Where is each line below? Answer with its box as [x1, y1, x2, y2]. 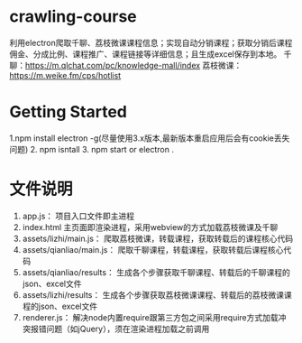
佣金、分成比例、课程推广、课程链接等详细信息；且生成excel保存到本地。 [9, 48, 282, 60]
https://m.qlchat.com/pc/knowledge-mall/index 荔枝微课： [25, 60, 243, 70]
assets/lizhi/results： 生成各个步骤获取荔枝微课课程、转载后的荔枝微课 [22, 289, 284, 300]
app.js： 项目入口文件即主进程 [22, 210, 135, 221]
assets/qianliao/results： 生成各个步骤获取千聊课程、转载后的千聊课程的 [22, 266, 290, 277]
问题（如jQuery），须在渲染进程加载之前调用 [46, 323, 210, 334]
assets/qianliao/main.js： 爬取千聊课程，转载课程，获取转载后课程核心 [22, 244, 284, 255]
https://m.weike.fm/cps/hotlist [9, 70, 122, 80]
